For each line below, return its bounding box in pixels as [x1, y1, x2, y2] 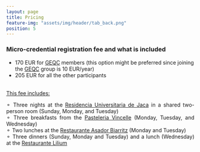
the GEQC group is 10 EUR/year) [14, 65, 94, 72]
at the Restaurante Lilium [6, 139, 67, 147]
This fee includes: [6, 89, 50, 96]
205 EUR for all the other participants [14, 71, 106, 78]
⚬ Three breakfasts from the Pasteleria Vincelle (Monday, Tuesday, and [6, 114, 195, 121]
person [6, 107, 24, 114]
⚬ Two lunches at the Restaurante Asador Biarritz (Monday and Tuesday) [6, 126, 186, 133]
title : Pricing [6, 14, 44, 20]
